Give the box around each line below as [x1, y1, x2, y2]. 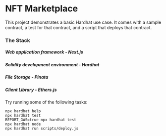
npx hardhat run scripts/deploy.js [5, 126, 79, 131]
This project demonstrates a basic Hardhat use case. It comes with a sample [5, 19, 162, 25]
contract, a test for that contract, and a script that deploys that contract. [5, 24, 152, 30]
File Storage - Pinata [5, 74, 49, 80]
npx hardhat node [5, 122, 41, 127]
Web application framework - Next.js [5, 49, 83, 55]
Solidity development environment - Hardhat [5, 61, 100, 67]
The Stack [5, 37, 31, 44]
